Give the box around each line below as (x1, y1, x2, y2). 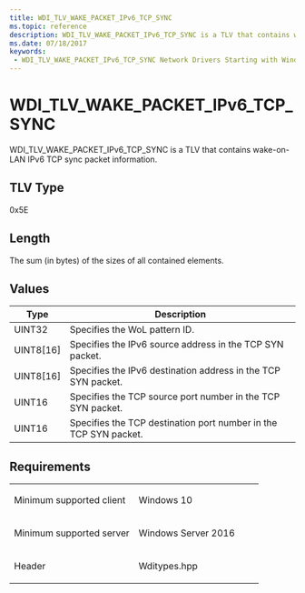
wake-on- (252, 144, 290, 155)
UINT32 (14, 324, 48, 337)
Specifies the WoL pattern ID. (69, 324, 195, 337)
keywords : (9, 47, 47, 56)
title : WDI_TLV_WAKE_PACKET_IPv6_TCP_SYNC (9, 13, 172, 23)
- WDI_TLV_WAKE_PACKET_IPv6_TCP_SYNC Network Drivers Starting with (13, 55, 279, 65)
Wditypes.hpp (138, 560, 198, 573)
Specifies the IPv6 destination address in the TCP (69, 365, 281, 377)
